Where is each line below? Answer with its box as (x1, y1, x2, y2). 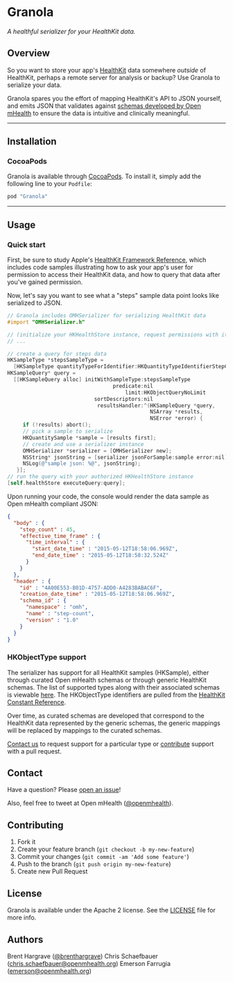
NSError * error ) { (150, 415, 203, 422)
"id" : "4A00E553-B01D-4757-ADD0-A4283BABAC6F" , (19, 584, 163, 592)
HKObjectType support (7, 652, 87, 662)
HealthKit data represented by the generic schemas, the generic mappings (7, 718, 221, 727)
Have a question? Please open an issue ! (7, 786, 121, 794)
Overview (7, 47, 51, 59)
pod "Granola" (7, 193, 49, 200)
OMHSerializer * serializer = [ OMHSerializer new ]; (22, 447, 172, 454)
